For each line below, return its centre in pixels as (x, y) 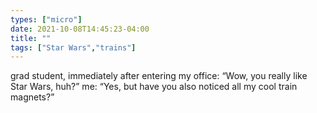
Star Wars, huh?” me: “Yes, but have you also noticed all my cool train (154, 87)
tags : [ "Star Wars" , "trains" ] (73, 47)
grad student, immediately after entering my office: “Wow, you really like (159, 76)
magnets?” (32, 97)
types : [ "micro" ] (46, 19)
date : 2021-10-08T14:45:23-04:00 (80, 29)
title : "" (31, 38)
